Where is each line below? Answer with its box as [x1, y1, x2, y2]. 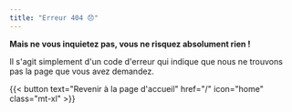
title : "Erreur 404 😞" [9, 13, 99, 23]
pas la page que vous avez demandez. [9, 66, 155, 76]
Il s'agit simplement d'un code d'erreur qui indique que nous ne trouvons [9, 56, 283, 66]
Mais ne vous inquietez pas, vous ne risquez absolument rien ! [9, 38, 251, 49]
